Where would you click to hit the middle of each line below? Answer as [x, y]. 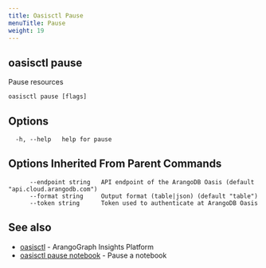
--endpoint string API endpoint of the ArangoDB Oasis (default [142, 182]
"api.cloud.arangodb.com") [53, 189]
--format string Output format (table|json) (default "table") [144, 196]
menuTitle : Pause [37, 23]
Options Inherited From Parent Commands [115, 164]
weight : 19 [26, 30]
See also [30, 228]
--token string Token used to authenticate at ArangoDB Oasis [144, 203]
